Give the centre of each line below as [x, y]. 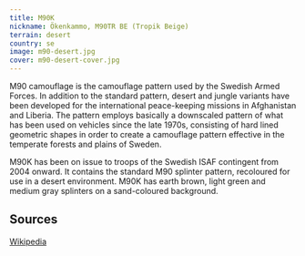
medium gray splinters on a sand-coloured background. [114, 191]
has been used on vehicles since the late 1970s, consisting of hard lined [144, 125]
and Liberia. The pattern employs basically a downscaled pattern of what [147, 115]
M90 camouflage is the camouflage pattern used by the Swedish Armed [145, 86]
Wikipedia [28, 241]
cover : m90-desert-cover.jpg [65, 60]
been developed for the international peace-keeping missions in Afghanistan [153, 105]
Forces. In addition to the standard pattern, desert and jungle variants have [149, 96]
